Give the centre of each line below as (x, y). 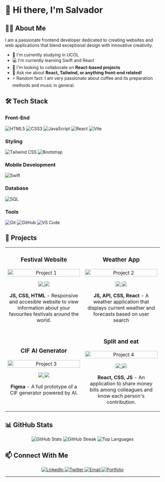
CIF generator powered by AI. (44, 392)
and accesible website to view (44, 301)
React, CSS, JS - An (121, 377)
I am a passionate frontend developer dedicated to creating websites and (79, 40)
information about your (44, 308)
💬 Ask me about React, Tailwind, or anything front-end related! (77, 73)
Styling (14, 141)
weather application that (121, 301)
